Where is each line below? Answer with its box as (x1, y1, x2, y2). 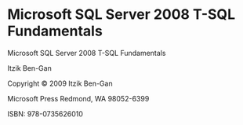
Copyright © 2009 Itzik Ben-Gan (7, 79, 113, 88)
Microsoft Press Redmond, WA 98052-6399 (7, 94, 150, 103)
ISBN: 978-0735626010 (7, 108, 84, 119)
